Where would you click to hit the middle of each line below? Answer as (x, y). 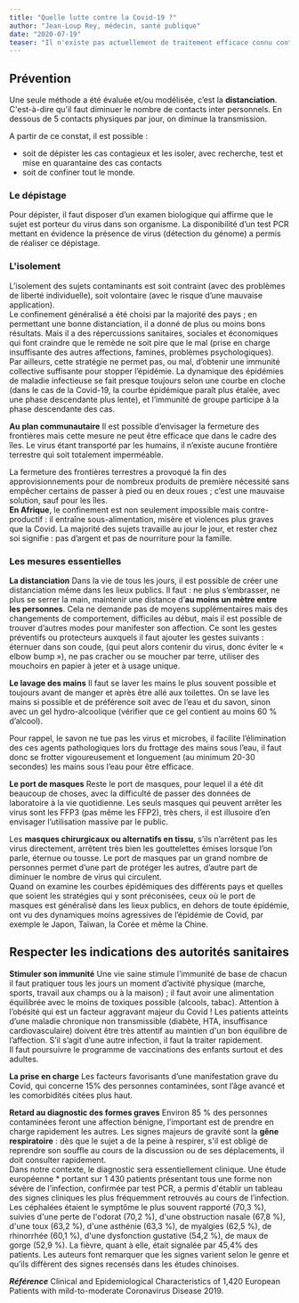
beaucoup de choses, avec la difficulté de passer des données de (130, 793)
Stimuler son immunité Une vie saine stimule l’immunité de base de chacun (148, 973)
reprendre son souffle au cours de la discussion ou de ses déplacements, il (147, 1150)
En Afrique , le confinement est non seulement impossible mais (125, 510)
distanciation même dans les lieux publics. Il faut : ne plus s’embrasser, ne (145, 590)
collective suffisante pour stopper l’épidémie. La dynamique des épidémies (147, 371)
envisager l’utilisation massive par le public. (89, 822)
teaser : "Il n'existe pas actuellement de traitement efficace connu (141, 42)
